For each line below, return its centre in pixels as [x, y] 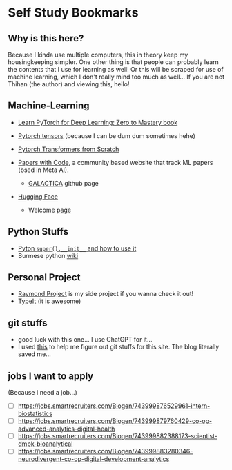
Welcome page [50, 210]
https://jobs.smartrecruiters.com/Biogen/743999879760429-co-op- [115, 421]
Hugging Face [38, 196]
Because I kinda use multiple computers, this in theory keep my [98, 55]
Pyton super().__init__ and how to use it [77, 248]
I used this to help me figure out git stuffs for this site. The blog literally [118, 347]
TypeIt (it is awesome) [49, 301]
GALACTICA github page [64, 183]
